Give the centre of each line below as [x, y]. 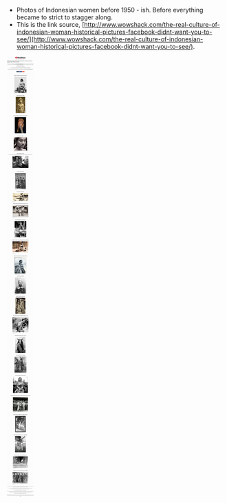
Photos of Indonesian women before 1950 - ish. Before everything [110, 10]
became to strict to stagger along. [64, 17]
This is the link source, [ [50, 24]
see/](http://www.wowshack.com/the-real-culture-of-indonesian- [110, 39]
